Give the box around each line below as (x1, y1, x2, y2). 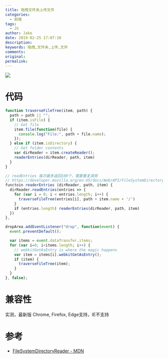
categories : (5, 12, 30, 17)
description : (5, 40, 32, 45)
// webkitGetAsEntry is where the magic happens (14, 247, 117, 253)
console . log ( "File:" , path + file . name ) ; (18, 132, 106, 137)
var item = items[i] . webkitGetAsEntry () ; (14, 252, 101, 257)
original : (5, 54, 26, 59)
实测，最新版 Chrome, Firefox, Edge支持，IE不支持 (5, 311, 109, 317)
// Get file (14, 122, 39, 127)
